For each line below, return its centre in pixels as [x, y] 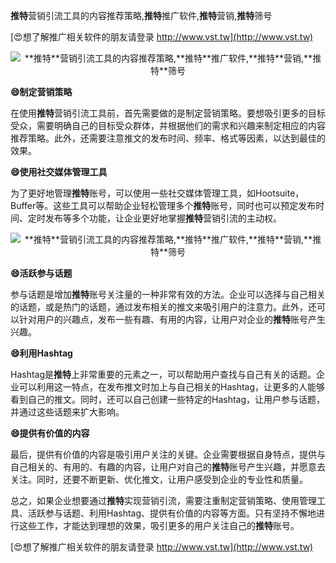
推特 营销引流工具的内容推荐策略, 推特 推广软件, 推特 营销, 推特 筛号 [141, 15]
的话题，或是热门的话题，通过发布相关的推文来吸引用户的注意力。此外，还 [163, 307]
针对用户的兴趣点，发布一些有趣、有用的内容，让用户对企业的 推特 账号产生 [172, 319]
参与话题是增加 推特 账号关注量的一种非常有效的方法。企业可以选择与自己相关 [168, 294]
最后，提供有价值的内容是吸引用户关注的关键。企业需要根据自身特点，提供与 [168, 454]
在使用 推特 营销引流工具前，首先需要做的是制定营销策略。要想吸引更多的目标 [168, 113]
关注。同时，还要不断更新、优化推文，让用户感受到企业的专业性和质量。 [159, 479]
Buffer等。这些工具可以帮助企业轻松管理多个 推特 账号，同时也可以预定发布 [163, 205]
